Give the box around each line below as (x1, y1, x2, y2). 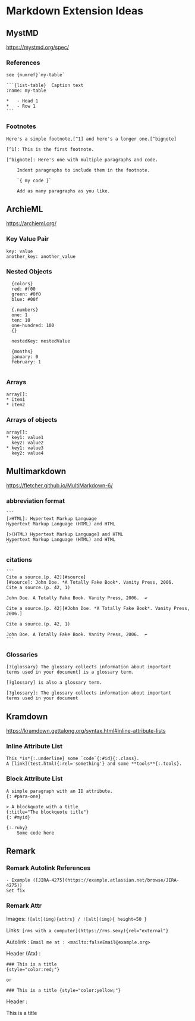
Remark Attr (6, 901, 42, 910)
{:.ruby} (6, 824, 28, 830)
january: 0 (11, 354, 39, 360)
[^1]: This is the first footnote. (6, 146, 95, 152)
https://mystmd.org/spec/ (6, 43, 70, 51)
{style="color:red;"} (6, 966, 60, 972)
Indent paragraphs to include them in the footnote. (17, 167, 150, 173)
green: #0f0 (11, 291, 42, 297)
